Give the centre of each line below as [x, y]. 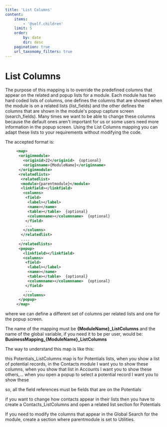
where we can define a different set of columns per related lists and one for [83, 314]
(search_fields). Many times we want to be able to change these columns [80, 116]
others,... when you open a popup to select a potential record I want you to [82, 375]
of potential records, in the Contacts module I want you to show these [77, 364]
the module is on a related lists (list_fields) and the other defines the [75, 106]
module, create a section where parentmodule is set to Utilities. [70, 420]
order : [21, 33]
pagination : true [32, 47]
